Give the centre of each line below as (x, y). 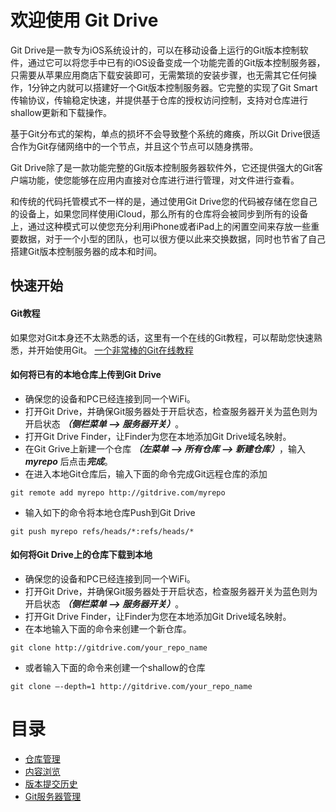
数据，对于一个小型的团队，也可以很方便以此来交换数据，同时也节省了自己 (172, 238)
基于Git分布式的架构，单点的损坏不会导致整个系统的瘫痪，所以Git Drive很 (161, 133)
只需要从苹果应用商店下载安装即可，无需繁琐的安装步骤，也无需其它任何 (159, 75)
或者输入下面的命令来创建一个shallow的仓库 (115, 667)
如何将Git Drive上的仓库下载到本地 (81, 555)
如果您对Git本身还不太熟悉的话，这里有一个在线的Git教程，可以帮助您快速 (162, 337)
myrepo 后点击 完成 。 (68, 461)
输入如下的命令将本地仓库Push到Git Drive (110, 512)
